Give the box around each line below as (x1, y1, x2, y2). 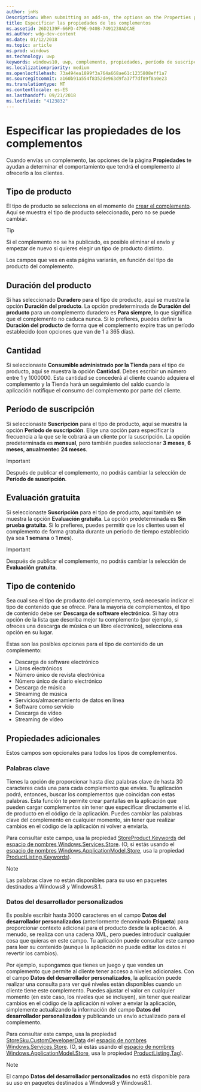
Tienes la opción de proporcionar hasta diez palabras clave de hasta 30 (6, 778, 183, 785)
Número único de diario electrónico (14, 677, 103, 685)
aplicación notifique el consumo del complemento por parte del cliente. (6, 387, 182, 394)
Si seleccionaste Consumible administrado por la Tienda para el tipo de (6, 361, 185, 368)
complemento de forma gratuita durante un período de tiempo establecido (6, 527, 190, 535)
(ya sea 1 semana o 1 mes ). (6, 534, 74, 541)
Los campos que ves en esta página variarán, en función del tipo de (6, 256, 173, 264)
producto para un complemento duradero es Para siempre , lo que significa (6, 309, 192, 316)
